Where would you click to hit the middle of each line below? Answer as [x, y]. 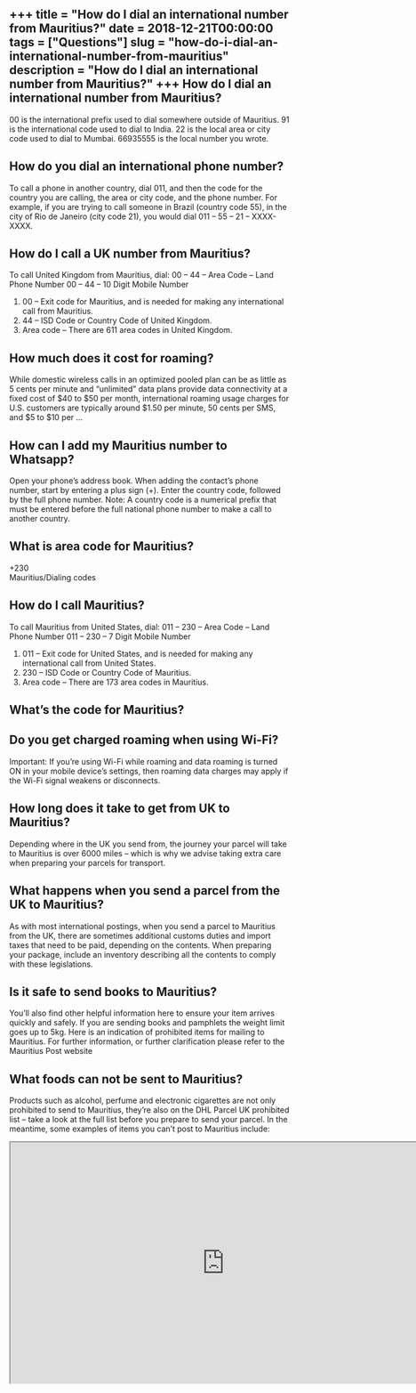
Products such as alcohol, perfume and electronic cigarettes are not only [143, 1101]
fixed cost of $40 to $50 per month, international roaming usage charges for [149, 399]
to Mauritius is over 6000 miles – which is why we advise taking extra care [145, 853]
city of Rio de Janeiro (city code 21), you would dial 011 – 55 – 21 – [130, 216]
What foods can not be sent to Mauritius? [126, 1079]
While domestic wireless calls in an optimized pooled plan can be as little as [148, 380]
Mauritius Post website [51, 1051]
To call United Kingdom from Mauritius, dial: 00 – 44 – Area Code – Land [141, 275]
